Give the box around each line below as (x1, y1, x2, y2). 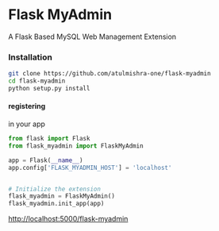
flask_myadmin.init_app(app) (8, 200, 105, 208)
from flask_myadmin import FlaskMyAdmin (8, 141, 144, 150)
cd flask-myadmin (8, 77, 66, 85)
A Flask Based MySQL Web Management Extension (8, 32, 177, 41)
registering (8, 102, 46, 111)
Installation (8, 52, 53, 63)
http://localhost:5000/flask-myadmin (8, 214, 129, 224)
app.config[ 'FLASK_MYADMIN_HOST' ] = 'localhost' (8, 164, 172, 171)
